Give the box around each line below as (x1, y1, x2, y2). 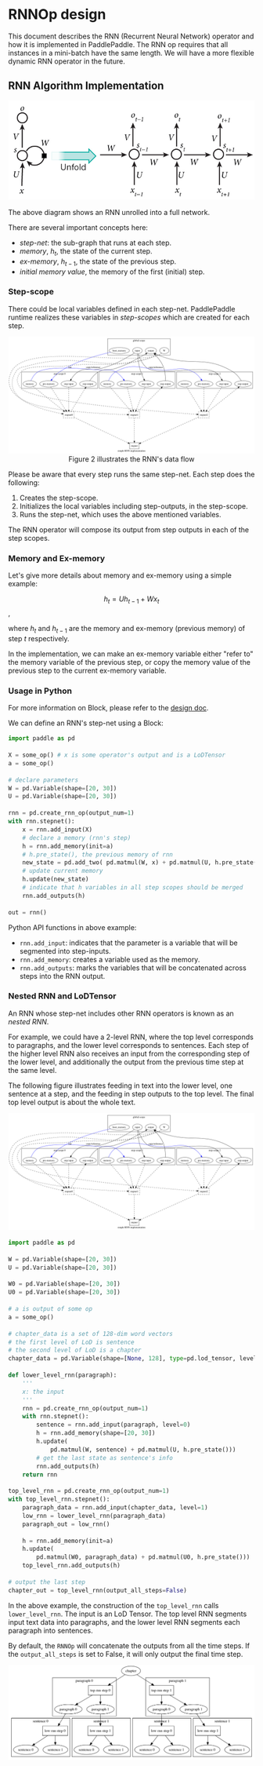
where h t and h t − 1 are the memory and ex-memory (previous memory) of (8, 624, 245, 635)
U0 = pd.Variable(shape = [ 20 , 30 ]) (8, 1289, 121, 1297)
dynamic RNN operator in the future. (8, 57, 125, 66)
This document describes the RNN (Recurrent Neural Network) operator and (8, 31, 254, 41)
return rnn (22, 1470, 58, 1479)
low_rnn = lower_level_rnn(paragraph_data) (22, 1512, 167, 1520)
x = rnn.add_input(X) (22, 826, 92, 834)
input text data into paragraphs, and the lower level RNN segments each (8, 1617, 240, 1626)
